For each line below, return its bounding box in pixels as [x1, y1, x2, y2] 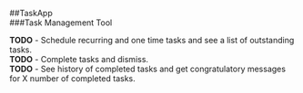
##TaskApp [9, 8, 53, 18]
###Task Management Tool [9, 17, 113, 28]
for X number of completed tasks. [9, 73, 136, 84]
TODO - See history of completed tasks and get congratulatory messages [9, 63, 287, 74]
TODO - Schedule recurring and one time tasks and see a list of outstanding [9, 35, 295, 45]
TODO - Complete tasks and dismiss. [9, 54, 148, 64]
